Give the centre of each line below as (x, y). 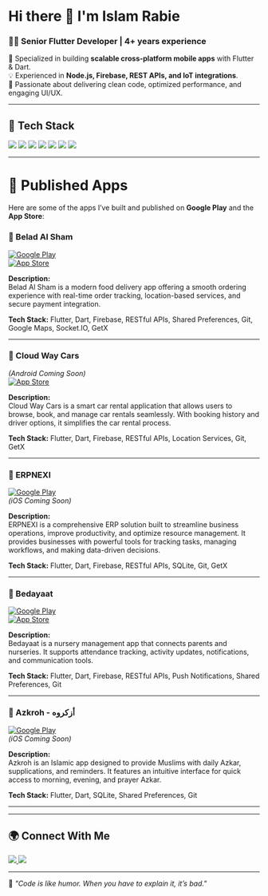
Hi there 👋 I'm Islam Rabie (95, 16)
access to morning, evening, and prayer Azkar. (85, 779)
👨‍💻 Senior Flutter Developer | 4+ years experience (107, 42)
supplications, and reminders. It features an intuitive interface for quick (125, 771)
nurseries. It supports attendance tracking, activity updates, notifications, (129, 652)
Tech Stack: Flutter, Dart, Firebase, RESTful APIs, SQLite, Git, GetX (118, 565)
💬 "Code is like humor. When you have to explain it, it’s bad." (108, 883)
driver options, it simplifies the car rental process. (90, 422)
